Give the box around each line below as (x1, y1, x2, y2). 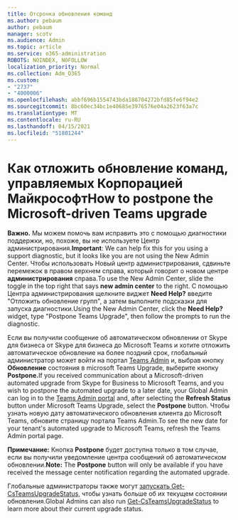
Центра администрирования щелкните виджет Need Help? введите (7, 290, 212, 298)
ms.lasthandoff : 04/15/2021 (7, 122, 91, 130)
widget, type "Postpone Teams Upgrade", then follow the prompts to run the (7, 312, 231, 321)
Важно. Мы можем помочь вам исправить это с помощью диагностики (7, 229, 227, 238)
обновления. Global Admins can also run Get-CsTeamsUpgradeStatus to (7, 497, 220, 506)
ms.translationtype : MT (7, 110, 78, 117)
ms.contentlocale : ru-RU (7, 116, 81, 123)
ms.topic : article (7, 43, 62, 51)
